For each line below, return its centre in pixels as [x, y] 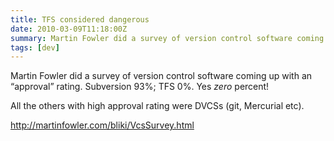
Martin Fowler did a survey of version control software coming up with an [161, 76]
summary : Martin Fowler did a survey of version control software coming [167, 38]
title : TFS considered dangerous [80, 19]
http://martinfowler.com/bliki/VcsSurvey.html [102, 125]
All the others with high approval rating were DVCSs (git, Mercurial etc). [157, 106]
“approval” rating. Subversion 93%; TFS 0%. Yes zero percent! [140, 87]
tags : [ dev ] [35, 47]
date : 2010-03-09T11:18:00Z [69, 29]
